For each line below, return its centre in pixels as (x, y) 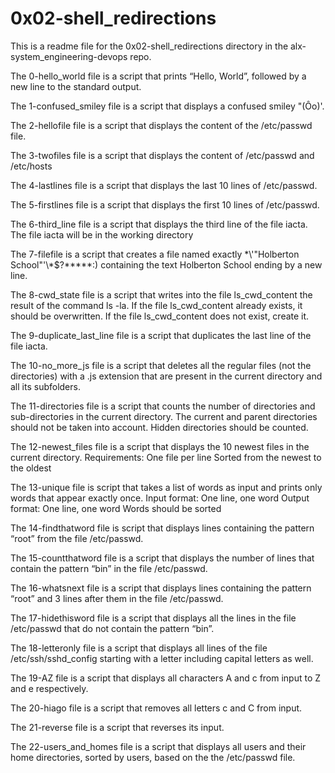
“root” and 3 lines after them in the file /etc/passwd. (117, 598)
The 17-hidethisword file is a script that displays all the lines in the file (153, 618)
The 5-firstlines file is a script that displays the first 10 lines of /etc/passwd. (165, 204)
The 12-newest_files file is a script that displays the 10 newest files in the (160, 446)
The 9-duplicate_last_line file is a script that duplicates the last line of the (161, 335)
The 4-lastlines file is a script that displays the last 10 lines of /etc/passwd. (164, 185)
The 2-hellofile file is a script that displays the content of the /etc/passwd (161, 125)
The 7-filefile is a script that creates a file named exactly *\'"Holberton (155, 254)
